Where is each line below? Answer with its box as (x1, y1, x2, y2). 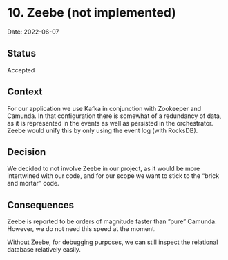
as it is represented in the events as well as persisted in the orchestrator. (7, 119, 213, 127)
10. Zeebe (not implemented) (7, 5, 176, 21)
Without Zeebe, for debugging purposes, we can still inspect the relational (7, 238, 218, 246)
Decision (7, 146, 46, 158)
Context (7, 86, 43, 98)
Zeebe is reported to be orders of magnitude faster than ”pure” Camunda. (7, 217, 217, 226)
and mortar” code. (7, 179, 60, 188)
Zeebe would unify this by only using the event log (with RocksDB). (7, 126, 198, 134)
